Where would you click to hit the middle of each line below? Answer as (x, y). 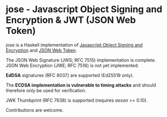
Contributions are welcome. (35, 110)
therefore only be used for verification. (46, 90)
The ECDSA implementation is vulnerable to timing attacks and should (81, 85)
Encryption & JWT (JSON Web (71, 20)
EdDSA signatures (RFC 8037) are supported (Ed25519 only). (70, 75)
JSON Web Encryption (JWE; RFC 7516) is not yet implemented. (72, 65)
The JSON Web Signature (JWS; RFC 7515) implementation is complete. (81, 60)
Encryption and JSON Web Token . (41, 50)
